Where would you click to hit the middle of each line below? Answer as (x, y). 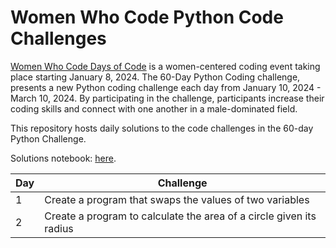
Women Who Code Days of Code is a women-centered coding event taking (165, 66)
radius (59, 228)
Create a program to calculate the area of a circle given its (180, 216)
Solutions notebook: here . (63, 158)
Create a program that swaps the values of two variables (177, 199)
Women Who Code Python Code (147, 17)
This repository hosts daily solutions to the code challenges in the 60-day (162, 128)
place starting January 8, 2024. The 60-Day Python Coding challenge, (155, 77)
